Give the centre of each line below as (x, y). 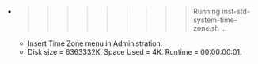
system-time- (215, 20)
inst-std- (236, 11)
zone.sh (206, 28)
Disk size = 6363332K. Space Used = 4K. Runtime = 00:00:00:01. (135, 52)
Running (207, 11)
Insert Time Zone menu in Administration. (95, 43)
